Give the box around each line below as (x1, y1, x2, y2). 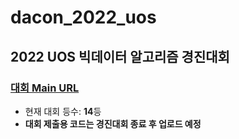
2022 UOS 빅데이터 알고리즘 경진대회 (10, 48, 230, 65)
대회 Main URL (10, 81, 80, 95)
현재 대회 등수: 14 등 (24, 105, 102, 117)
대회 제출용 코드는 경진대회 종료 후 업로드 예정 (24, 117, 202, 130)
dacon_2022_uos (10, 6, 157, 29)
